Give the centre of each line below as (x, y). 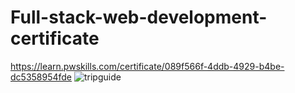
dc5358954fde (41, 77)
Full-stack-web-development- (139, 17)
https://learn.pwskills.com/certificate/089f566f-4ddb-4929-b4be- (147, 66)
